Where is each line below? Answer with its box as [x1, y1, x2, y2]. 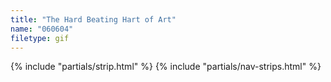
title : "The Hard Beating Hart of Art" [10, 14, 177, 25]
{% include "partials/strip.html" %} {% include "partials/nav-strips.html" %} [10, 61, 322, 73]
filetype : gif [10, 33, 70, 43]
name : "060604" [10, 24, 74, 34]
